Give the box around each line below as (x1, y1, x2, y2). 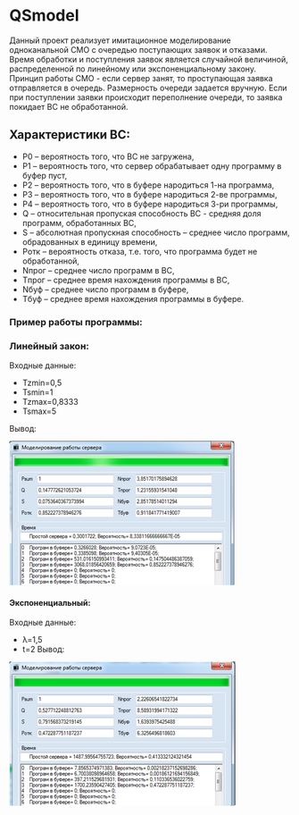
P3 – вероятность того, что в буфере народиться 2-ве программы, (21, 189, 278, 199)
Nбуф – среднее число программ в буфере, (21, 283, 189, 295)
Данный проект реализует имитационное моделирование (9, 35, 231, 46)
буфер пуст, (21, 170, 68, 181)
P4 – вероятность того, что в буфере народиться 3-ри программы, (21, 198, 278, 209)
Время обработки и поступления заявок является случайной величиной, (9, 54, 288, 64)
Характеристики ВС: (9, 127, 131, 143)
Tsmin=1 (21, 386, 54, 398)
